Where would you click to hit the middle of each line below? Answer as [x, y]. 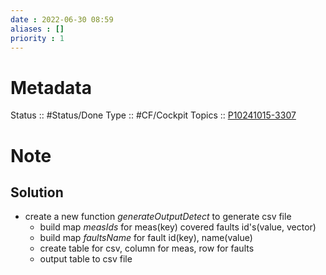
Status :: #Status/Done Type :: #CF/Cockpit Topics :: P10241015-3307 [153, 115]
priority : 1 [37, 38]
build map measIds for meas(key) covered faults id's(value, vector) [178, 227]
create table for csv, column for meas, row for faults [147, 248]
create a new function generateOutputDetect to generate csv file [158, 217]
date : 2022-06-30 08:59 [62, 19]
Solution [37, 192]
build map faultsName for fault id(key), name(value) [146, 238]
